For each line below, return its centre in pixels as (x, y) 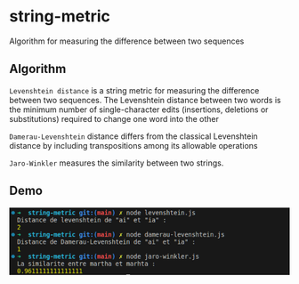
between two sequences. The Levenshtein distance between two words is (145, 100)
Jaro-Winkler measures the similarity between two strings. (117, 163)
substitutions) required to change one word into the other (114, 118)
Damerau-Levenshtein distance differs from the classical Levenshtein (133, 136)
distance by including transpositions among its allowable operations (133, 145)
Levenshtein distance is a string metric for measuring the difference (134, 90)
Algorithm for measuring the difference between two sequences (127, 41)
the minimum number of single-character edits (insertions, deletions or (139, 110)
